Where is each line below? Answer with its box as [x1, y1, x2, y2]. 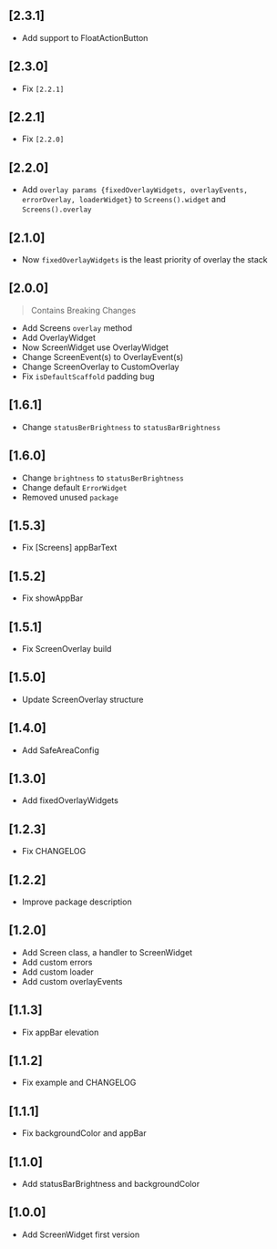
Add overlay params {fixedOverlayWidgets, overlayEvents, [21, 184, 248, 195]
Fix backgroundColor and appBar [21, 1128, 147, 1139]
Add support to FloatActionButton [21, 32, 149, 43]
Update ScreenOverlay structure [21, 694, 144, 705]
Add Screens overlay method [21, 322, 133, 333]
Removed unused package [21, 491, 119, 502]
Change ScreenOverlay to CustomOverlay [21, 361, 180, 372]
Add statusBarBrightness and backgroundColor [21, 1179, 200, 1190]
